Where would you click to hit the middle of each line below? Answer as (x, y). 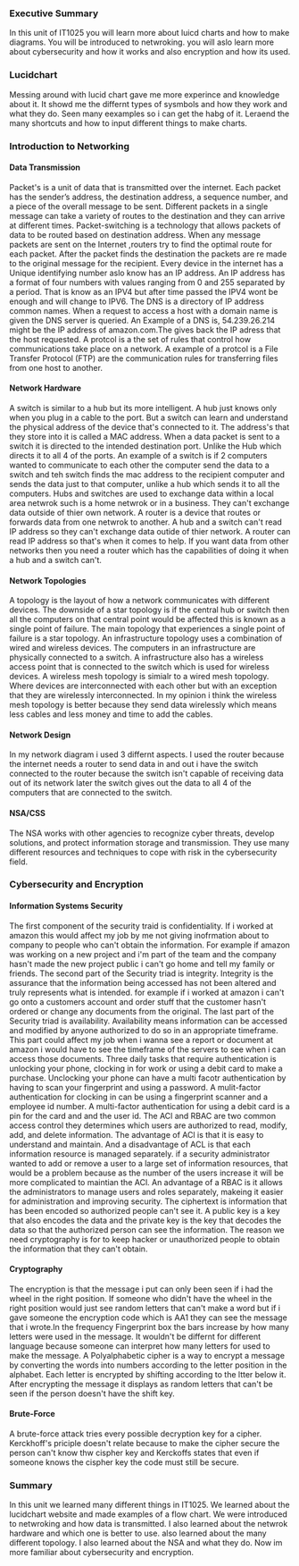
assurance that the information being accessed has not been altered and (143, 982)
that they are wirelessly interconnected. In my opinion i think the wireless (143, 695)
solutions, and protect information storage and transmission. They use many (149, 842)
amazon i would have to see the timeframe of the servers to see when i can (148, 1049)
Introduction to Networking (70, 146)
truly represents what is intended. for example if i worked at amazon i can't (147, 992)
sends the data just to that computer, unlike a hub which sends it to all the (145, 484)
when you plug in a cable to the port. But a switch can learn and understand (149, 417)
